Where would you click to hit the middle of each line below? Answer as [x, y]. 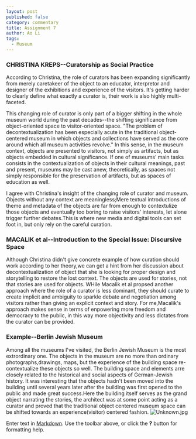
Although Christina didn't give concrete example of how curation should [93, 260]
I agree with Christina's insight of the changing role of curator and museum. [97, 193]
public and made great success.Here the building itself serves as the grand [97, 393]
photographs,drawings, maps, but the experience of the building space [92, 362]
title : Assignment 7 [31, 28]
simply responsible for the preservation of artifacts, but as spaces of [89, 176]
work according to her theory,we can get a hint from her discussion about [95, 266]
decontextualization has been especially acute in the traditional [82, 132]
